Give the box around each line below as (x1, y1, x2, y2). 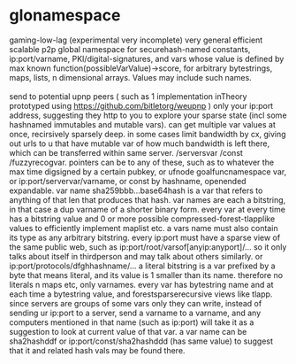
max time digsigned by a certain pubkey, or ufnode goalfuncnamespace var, (9, 166, 287, 177)
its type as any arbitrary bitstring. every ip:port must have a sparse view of (9, 232, 281, 243)
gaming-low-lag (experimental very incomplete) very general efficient (9, 35, 263, 45)
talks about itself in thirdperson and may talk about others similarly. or (9, 251, 263, 261)
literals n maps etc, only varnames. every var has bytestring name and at (9, 279, 274, 290)
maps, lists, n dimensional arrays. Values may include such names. (9, 72, 252, 82)
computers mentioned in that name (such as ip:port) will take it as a (9, 316, 254, 328)
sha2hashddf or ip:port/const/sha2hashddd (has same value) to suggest (9, 336, 274, 346)
